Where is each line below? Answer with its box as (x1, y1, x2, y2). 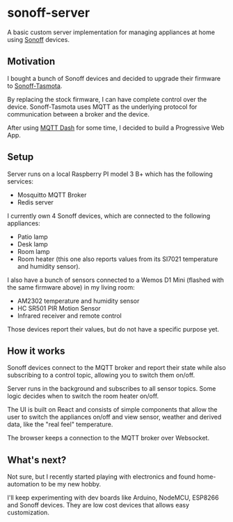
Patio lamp (17, 232, 48, 241)
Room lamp (17, 247, 50, 255)
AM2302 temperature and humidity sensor (17, 297, 140, 305)
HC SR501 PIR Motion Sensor (17, 304, 101, 312)
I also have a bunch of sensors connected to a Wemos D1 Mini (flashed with (7, 276, 225, 284)
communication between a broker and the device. (7, 110, 150, 118)
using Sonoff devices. (7, 35, 70, 43)
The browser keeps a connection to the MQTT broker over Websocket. (7, 434, 210, 442)
